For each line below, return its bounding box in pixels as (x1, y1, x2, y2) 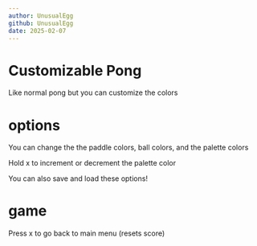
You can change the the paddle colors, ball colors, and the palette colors (8, 142, 249, 153)
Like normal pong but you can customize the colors (8, 88, 178, 97)
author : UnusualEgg (8, 11, 74, 20)
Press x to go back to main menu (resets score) (8, 228, 165, 238)
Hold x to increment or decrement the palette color (8, 158, 177, 168)
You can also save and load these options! (8, 174, 149, 183)
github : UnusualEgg (8, 19, 74, 27)
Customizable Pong (8, 61, 142, 80)
